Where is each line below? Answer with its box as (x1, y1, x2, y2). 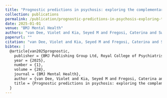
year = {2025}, (14, 58, 46, 63)
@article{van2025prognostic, (9, 49, 70, 53)
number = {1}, (14, 62, 43, 67)
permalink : (5, 16, 28, 21)
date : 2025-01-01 (5, 21, 41, 26)
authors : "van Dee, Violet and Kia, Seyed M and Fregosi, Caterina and (5, 30, 157, 35)
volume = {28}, (14, 67, 46, 72)
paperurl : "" (5, 35, 32, 40)
